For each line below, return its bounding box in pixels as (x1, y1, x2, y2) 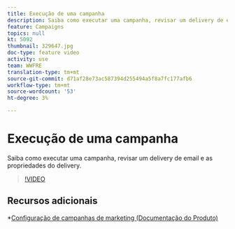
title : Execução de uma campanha (7, 10, 105, 17)
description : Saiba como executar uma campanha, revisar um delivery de (7, 17, 224, 24)
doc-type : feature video (7, 50, 80, 57)
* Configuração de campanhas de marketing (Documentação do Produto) (7, 214, 218, 222)
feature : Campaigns (7, 23, 64, 30)
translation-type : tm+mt (7, 68, 80, 75)
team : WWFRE (7, 62, 42, 69)
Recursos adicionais (7, 195, 98, 207)
